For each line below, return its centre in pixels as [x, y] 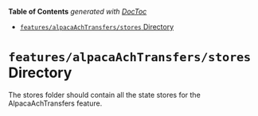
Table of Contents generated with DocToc [78, 12]
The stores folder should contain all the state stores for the [104, 95]
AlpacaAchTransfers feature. [55, 103]
